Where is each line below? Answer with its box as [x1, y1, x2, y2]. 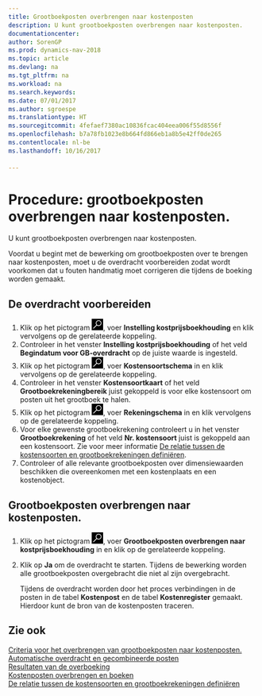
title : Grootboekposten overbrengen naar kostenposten [8, 13, 194, 21]
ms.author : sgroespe [8, 105, 77, 113]
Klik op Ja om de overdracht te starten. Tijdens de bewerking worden [19, 560, 247, 570]
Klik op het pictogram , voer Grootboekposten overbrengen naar [19, 536, 246, 546]
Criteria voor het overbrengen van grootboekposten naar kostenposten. [8, 644, 242, 655]
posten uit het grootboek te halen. [19, 395, 131, 404]
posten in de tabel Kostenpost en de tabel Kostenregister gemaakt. [19, 593, 243, 602]
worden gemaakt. [8, 274, 66, 284]
